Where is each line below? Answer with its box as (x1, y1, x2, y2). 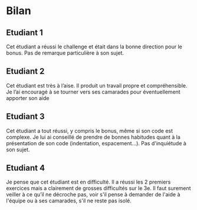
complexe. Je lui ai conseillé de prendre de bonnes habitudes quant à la (6, 134, 181, 141)
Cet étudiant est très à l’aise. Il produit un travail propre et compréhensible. (6, 82, 188, 89)
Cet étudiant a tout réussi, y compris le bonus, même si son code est (6, 127, 173, 134)
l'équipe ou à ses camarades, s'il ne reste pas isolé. (6, 197, 132, 204)
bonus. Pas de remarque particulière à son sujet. (6, 49, 124, 56)
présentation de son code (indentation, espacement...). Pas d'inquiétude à (6, 139, 187, 146)
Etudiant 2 (6, 66, 45, 76)
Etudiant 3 (6, 112, 45, 122)
